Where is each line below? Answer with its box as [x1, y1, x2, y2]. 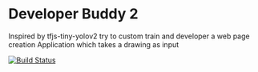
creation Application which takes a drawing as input [8, 39, 179, 49]
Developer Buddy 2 [8, 5, 139, 23]
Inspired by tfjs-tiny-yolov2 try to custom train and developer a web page [8, 31, 250, 41]
